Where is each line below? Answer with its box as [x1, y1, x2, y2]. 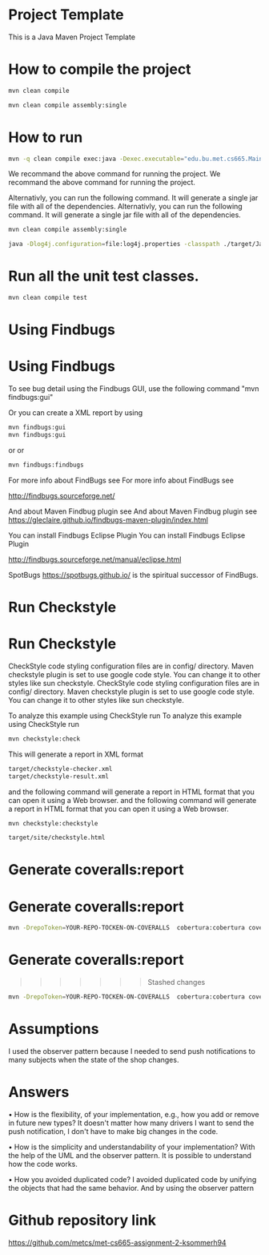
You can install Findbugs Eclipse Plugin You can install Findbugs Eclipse [8, 531, 246, 540]
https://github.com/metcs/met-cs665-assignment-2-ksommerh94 [8, 1237, 227, 1247]
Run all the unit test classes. [8, 267, 199, 285]
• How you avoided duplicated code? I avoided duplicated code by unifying [8, 1174, 257, 1184]
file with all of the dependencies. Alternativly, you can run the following [8, 202, 243, 212]
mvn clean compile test [8, 294, 88, 302]
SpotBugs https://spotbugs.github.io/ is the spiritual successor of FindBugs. [8, 570, 259, 579]
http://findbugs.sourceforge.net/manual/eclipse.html [8, 555, 182, 564]
